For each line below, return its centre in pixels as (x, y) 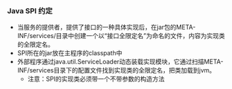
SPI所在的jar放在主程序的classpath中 (70, 53)
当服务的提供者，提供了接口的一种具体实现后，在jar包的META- (106, 27)
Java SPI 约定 (30, 10)
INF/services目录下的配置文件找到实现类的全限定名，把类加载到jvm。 (116, 70)
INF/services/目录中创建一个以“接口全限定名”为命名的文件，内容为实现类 (121, 36)
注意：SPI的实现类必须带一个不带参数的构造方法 (96, 79)
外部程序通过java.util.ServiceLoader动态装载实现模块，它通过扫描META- (120, 62)
